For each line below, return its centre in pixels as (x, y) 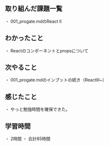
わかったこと (24, 38)
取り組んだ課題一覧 (34, 9)
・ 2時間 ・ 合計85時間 (28, 139)
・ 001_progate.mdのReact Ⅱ (33, 21)
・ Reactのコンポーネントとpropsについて (47, 50)
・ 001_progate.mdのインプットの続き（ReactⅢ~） (56, 80)
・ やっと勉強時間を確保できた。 (38, 109)
